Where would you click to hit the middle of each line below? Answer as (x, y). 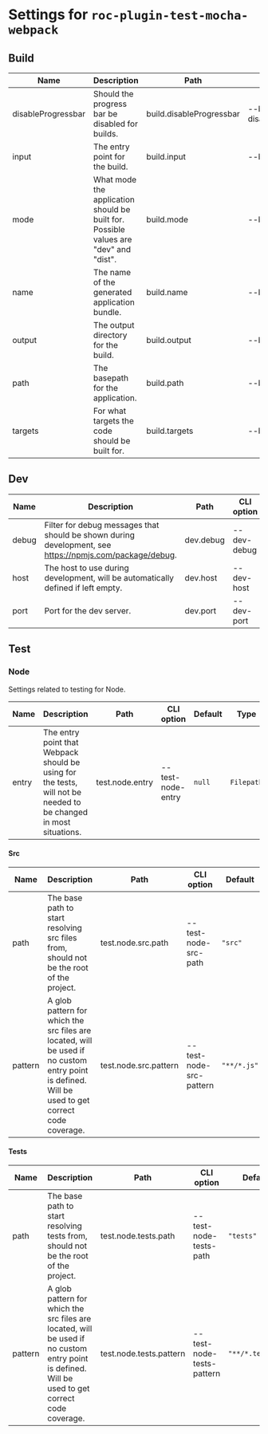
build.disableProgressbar (193, 114)
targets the (113, 421)
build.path (165, 383)
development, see (78, 545)
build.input (166, 157)
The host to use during (87, 568)
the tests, (60, 782)
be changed (65, 812)
